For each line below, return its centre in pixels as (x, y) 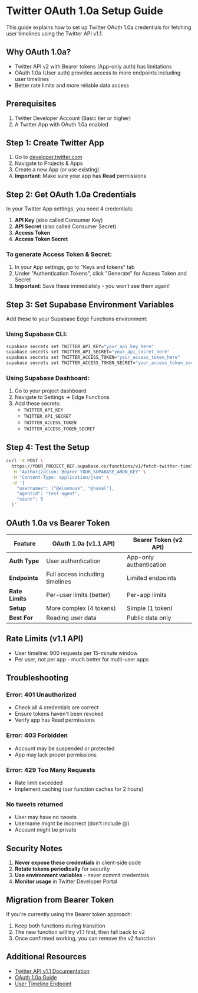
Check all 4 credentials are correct (57, 708)
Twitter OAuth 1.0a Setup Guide (85, 11)
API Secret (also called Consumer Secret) (65, 226)
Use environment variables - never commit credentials (82, 875)
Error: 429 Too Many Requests (51, 770)
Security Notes (34, 848)
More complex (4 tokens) (81, 608)
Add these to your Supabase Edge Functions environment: (77, 319)
